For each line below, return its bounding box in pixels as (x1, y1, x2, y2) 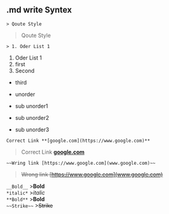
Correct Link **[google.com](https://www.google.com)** (6, 137, 150, 143)
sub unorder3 (15, 126, 50, 133)
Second (15, 67, 35, 74)
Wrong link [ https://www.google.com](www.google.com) (21, 170, 164, 178)
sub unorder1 (15, 102, 48, 109)
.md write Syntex (6, 5, 72, 15)
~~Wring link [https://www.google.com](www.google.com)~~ (6, 160, 156, 166)
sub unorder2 (15, 114, 50, 121)
